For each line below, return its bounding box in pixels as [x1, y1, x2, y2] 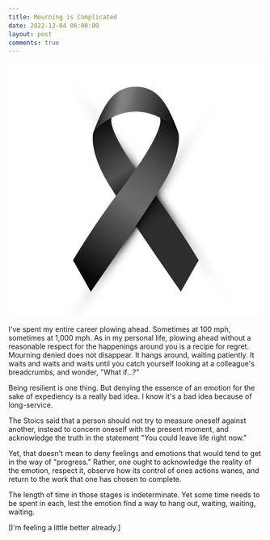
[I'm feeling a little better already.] [8, 523, 121, 533]
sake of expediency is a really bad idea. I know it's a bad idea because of [8, 391, 252, 401]
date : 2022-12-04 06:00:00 [8, 21, 99, 30]
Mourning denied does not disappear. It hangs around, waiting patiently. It [8, 350, 255, 360]
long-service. [8, 400, 53, 410]
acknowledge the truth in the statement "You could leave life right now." [8, 433, 247, 443]
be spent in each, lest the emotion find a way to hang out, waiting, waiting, [8, 499, 256, 509]
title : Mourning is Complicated [8, 13, 117, 21]
